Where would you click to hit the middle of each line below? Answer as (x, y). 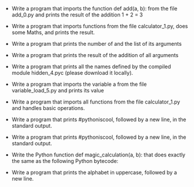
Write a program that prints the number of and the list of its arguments (97, 44)
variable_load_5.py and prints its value (58, 90)
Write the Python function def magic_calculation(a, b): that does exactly (98, 155)
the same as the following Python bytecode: (65, 161)
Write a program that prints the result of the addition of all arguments (95, 55)
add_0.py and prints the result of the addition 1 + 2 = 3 (77, 15)
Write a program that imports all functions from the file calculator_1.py (96, 102)
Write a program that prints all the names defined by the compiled (91, 66)
